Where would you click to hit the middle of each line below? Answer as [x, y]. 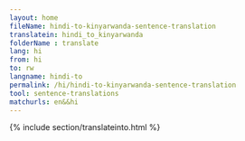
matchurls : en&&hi [44, 102]
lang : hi [26, 52]
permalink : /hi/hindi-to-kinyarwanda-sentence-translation [123, 85]
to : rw [22, 69]
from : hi [26, 60]
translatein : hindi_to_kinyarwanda [76, 34]
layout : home [34, 18]
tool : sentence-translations [64, 93]
